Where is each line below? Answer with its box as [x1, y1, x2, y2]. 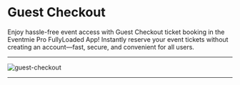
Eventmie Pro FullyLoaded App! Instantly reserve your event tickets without [7, 35, 229, 43]
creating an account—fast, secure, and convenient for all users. [7, 42, 195, 51]
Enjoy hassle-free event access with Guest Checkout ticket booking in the [7, 28, 225, 36]
